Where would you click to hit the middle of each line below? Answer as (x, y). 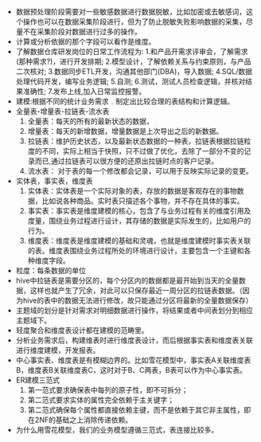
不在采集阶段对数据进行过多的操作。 (82, 31)
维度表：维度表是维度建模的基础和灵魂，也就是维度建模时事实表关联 (139, 241)
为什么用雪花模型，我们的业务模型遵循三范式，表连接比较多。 (117, 430)
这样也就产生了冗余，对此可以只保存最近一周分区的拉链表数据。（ (136, 290)
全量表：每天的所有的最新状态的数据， (90, 121)
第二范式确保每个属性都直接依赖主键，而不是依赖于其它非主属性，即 (139, 410)
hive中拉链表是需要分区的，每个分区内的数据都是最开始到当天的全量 (127, 280)
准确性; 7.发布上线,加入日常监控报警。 (84, 91)
